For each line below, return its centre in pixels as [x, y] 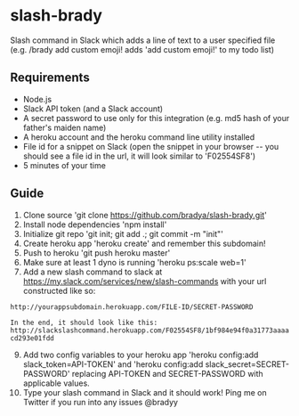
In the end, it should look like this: [84, 322]
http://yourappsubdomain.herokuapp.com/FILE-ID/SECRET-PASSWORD [132, 307]
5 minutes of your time [64, 165]
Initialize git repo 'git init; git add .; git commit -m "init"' [123, 233]
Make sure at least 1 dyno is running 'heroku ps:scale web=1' [135, 262]
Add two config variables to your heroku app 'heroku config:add [141, 355]
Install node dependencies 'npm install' [95, 224]
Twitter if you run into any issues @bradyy [101, 402]
